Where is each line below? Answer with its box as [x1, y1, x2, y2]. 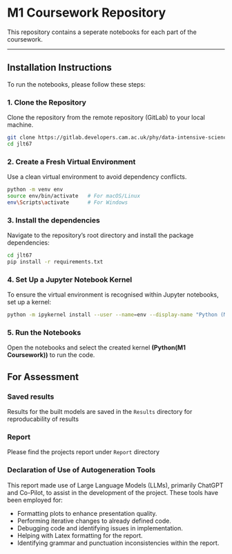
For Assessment [7, 371, 79, 383]
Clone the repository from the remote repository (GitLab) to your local [7, 113, 206, 122]
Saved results [7, 392, 55, 401]
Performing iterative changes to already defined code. [17, 517, 171, 525]
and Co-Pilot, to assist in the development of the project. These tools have [7, 488, 219, 496]
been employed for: [7, 496, 64, 504]
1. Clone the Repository [7, 97, 86, 107]
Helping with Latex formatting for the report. [17, 531, 143, 539]
